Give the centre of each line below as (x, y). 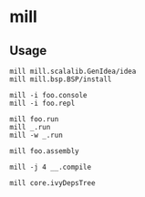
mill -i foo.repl (42, 103)
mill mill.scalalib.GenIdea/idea (73, 71)
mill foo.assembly (44, 151)
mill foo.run (34, 119)
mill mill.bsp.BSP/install (61, 79)
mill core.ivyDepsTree (52, 183)
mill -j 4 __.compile (51, 167)
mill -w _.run (36, 135)
